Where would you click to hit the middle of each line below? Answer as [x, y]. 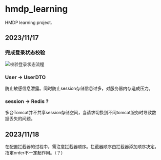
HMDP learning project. [29, 22]
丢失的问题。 [22, 119]
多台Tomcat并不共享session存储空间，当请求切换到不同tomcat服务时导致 [79, 113]
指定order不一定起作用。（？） [35, 153]
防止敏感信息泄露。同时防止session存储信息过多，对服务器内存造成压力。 [79, 88]
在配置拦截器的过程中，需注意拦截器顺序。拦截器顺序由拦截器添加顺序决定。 [82, 147]
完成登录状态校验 [25, 53]
